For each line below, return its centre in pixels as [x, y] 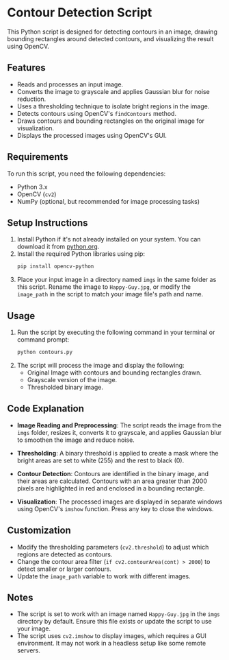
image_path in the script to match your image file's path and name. [110, 294]
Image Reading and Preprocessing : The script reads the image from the [119, 425]
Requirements [38, 157]
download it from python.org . [58, 247]
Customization [39, 531]
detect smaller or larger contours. [64, 569]
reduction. [31, 99]
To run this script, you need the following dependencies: [86, 174]
